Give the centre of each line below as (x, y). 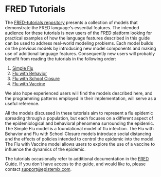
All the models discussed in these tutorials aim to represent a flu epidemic (79, 113)
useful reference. (22, 103)
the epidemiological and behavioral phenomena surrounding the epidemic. (80, 123)
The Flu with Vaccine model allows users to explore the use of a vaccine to (80, 144)
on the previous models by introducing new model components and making (81, 48)
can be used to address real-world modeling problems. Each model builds (79, 43)
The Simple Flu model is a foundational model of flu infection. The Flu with (80, 128)
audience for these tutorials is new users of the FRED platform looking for (79, 33)
